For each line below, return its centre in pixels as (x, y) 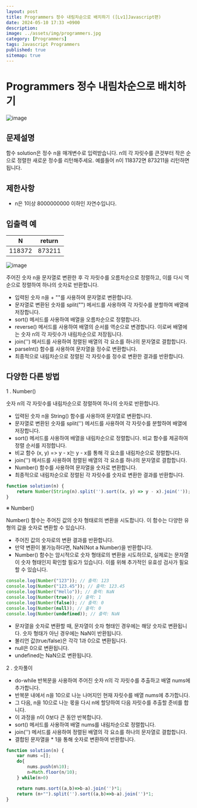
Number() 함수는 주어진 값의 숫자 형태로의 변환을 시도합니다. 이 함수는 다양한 (95, 520)
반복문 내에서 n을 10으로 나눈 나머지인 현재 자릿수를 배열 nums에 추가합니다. (102, 695)
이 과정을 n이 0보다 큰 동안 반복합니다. (59, 717)
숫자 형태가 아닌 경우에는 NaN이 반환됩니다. (73, 633)
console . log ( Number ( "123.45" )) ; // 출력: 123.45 (66, 586)
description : (22, 28)
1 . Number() (21, 391)
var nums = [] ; (34, 756)
